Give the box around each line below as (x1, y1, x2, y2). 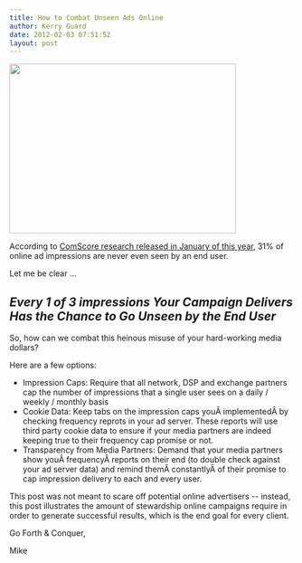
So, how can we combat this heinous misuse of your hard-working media (9, 332, 282, 344)
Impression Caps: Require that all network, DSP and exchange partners (22, 377, 288, 388)
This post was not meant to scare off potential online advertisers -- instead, (9, 491, 291, 502)
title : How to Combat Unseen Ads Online (9, 13, 165, 23)
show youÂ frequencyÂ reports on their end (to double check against (22, 454, 280, 465)
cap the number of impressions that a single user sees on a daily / (22, 386, 269, 398)
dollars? (9, 342, 39, 353)
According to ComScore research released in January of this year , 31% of (9, 241, 284, 252)
